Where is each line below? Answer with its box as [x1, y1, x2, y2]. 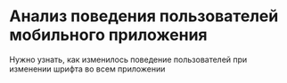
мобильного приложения [9, 25, 208, 45]
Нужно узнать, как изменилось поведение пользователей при [9, 54, 248, 64]
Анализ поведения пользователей [9, 6, 279, 26]
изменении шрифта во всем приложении [9, 64, 166, 74]
